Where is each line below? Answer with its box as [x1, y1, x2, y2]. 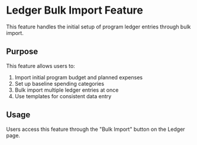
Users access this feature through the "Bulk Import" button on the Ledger [6, 125, 185, 133]
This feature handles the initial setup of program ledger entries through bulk [6, 23, 191, 30]
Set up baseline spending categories [14, 80, 105, 87]
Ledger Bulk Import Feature [6, 4, 143, 17]
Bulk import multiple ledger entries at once [14, 86, 119, 94]
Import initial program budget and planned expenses [14, 73, 143, 80]
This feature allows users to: [6, 62, 75, 69]
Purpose [6, 47, 38, 57]
